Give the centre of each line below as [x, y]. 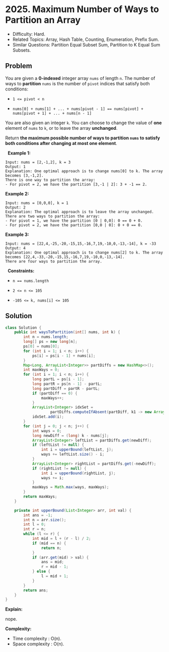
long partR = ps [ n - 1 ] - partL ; [67, 384]
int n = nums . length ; [46, 337]
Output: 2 [16, 207]
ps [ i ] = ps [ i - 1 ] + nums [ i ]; [64, 356]
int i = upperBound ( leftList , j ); [77, 450]
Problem [19, 66]
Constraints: [21, 271]
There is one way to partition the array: [50, 180]
